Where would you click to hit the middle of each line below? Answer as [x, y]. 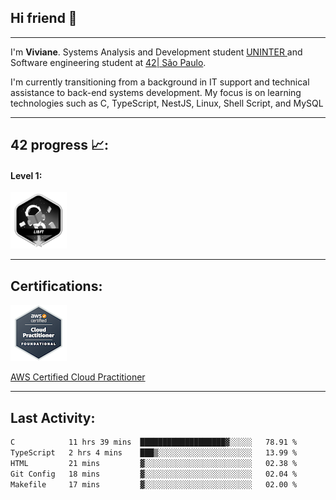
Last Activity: [53, 417]
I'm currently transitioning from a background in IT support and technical [160, 82]
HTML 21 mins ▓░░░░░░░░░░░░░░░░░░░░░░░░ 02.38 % [154, 463]
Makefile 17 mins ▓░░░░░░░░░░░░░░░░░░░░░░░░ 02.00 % [154, 484]
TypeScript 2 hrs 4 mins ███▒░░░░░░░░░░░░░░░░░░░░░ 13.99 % [154, 452]
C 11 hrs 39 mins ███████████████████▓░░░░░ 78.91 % [154, 442]
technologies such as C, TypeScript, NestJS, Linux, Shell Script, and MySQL [167, 103]
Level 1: [26, 175]
